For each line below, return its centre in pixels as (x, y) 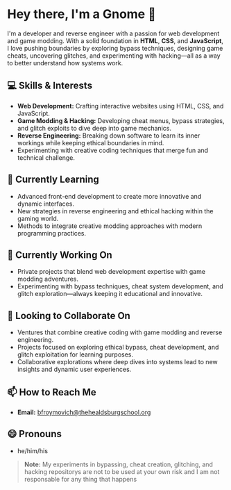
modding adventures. (48, 279)
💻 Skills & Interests (50, 86)
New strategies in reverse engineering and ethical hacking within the (115, 211)
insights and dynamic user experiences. (74, 369)
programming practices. (52, 233)
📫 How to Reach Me (52, 392)
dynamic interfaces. (46, 204)
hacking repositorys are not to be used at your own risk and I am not (122, 471)
